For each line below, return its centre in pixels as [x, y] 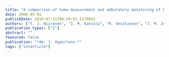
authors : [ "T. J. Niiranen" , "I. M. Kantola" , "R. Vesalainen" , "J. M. [82, 24]
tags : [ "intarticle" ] [28, 47]
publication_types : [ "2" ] [32, 28]
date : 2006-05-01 [23, 14]
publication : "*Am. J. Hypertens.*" [44, 42]
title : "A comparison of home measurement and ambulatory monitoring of [83, 10]
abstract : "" [19, 33]
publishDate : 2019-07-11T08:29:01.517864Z [50, 19]
